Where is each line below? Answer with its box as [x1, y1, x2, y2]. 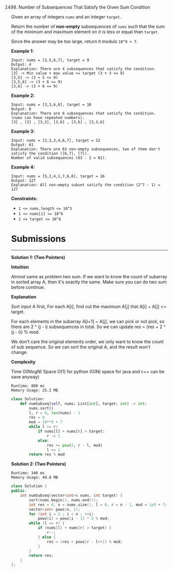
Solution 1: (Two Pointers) [11, 254, 66, 260]
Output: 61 [11, 142, 34, 147]
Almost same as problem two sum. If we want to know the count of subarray [11, 273, 168, 279]
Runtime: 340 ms [11, 470, 45, 476]
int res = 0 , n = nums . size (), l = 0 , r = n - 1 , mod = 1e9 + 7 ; [29, 502, 168, 507]
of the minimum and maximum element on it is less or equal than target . [11, 29, 159, 34]
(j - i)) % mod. [11, 329, 40, 335]
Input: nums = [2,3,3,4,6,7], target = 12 [11, 138, 100, 143]
